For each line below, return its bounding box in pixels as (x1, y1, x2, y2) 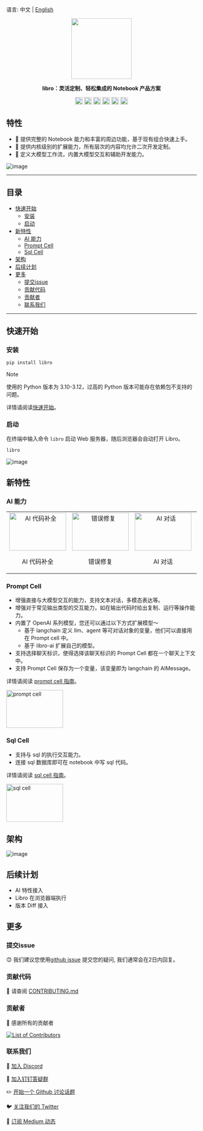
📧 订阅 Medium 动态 (6, 1118, 56, 1125)
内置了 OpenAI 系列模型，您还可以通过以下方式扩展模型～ (14, 619, 159, 627)
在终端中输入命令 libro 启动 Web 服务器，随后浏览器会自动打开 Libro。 (6, 435, 184, 442)
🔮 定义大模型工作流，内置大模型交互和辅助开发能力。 (14, 150, 147, 158)
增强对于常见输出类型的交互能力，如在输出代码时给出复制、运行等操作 (14, 604, 190, 612)
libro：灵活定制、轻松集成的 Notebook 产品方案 (42, 85, 161, 92)
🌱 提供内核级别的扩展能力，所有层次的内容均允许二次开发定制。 (14, 142, 174, 150)
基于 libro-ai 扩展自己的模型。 (24, 642, 98, 649)
